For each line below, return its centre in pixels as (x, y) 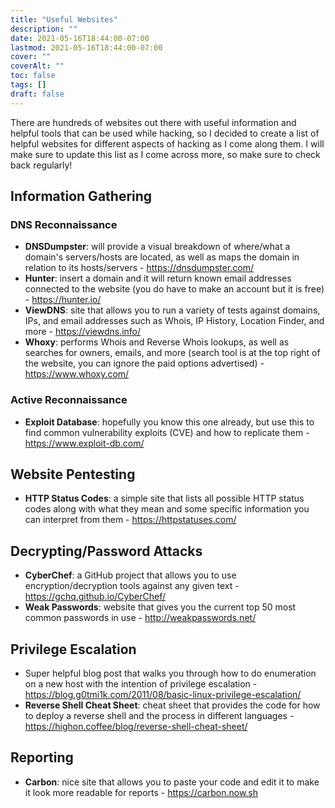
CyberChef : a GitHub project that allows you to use (130, 575)
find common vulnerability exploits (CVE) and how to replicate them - (167, 432)
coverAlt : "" (37, 66)
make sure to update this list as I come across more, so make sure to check (165, 154)
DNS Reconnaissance (64, 224)
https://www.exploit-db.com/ (84, 443)
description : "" (44, 29)
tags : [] (28, 85)
